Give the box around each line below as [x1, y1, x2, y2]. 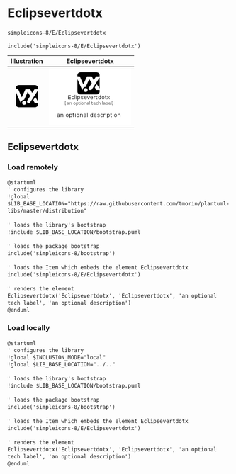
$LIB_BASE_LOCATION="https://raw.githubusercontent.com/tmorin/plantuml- [7, 200, 230, 207]
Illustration [10, 57, 44, 65]
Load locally [7, 322, 50, 332]
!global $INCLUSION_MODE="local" [7, 354, 106, 361]
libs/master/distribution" [7, 207, 87, 214]
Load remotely [7, 162, 59, 171]
